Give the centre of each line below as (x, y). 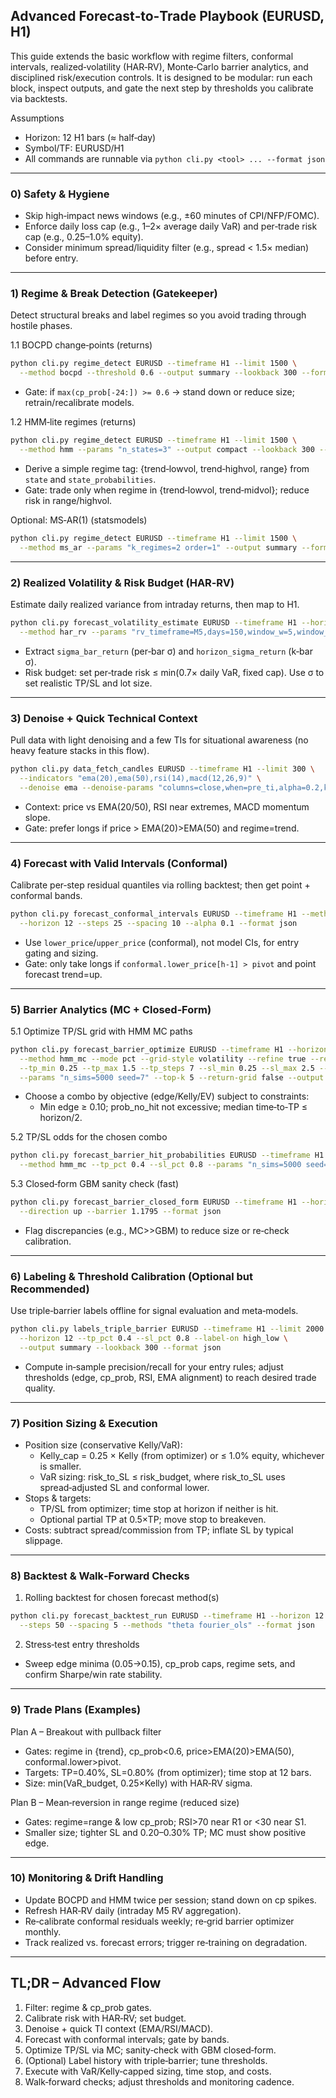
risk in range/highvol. (68, 500)
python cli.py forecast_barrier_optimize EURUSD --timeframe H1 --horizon (169, 1049)
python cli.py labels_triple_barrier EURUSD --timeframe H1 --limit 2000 (167, 1329)
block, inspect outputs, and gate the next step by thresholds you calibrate (162, 88)
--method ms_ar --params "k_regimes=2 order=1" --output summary (158, 547)
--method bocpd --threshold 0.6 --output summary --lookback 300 (158, 373)
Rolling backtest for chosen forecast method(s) (122, 1598)
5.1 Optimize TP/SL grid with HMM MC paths (101, 1031)
